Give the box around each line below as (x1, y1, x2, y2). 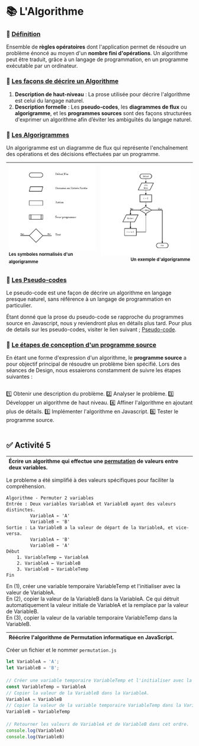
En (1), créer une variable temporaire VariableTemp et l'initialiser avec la (6, 583, 181, 590)
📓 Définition (6, 30, 41, 39)
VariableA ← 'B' (30, 537, 70, 543)
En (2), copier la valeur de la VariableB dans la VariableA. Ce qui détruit (6, 595, 179, 602)
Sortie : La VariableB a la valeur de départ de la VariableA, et (6, 525, 174, 531)
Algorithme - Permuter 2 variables (6, 495, 94, 501)
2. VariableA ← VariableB (17, 560, 81, 567)
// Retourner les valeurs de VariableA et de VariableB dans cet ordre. (6, 722, 190, 728)
